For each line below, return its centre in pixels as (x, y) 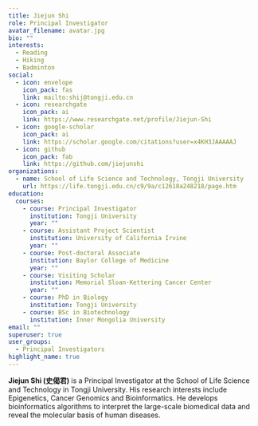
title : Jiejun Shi (39, 16)
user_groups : (30, 342)
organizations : (33, 172)
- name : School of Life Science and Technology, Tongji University (130, 179)
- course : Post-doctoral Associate (82, 253)
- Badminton (35, 68)
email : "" (25, 327)
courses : (30, 201)
